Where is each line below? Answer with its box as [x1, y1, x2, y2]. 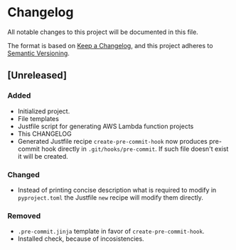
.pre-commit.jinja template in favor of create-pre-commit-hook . [17, 227, 205, 236]
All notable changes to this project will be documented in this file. [7, 28, 199, 36]
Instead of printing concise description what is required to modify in [17, 186, 217, 194]
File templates [17, 114, 59, 123]
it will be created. [17, 152, 69, 160]
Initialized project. [17, 107, 70, 115]
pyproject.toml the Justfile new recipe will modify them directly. [17, 193, 204, 202]
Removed [7, 210, 41, 220]
